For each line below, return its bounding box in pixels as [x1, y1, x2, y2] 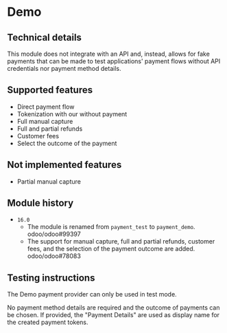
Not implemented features [7, 159, 122, 171]
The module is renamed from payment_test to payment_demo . [27, 223, 195, 231]
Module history [7, 197, 74, 209]
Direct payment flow [16, 103, 75, 111]
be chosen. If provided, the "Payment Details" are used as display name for [7, 311, 220, 319]
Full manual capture [16, 117, 73, 125]
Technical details [7, 32, 82, 43]
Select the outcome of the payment [16, 139, 117, 147]
